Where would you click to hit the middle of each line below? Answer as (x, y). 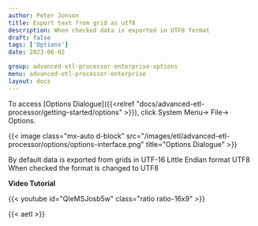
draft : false (30, 38)
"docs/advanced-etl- (170, 104)
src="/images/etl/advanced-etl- (178, 136)
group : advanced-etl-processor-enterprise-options (93, 67)
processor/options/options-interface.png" (76, 144)
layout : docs (30, 81)
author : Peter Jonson (44, 15)
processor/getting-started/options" (65, 112)
